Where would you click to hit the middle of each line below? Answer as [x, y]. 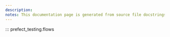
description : [19, 10]
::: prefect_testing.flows [30, 29]
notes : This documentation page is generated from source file [73, 15]
